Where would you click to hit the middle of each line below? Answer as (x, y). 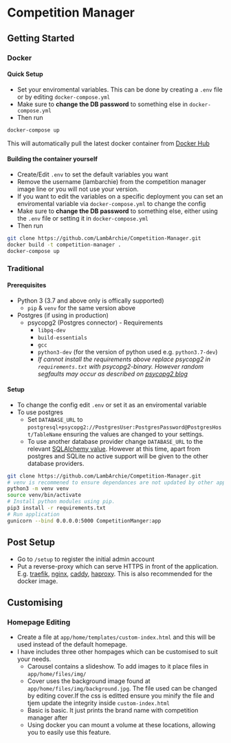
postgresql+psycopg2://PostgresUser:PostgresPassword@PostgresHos (124, 427)
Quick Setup (25, 74)
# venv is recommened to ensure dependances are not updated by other (110, 482)
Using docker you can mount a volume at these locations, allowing (121, 725)
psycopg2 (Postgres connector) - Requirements (95, 323)
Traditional (26, 269)
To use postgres (40, 412)
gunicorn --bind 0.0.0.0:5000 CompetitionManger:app (84, 521)
